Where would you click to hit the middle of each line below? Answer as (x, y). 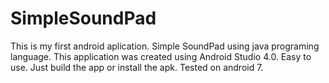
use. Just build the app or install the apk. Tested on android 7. (137, 67)
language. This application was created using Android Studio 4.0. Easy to (161, 56)
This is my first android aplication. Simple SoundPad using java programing (165, 46)
